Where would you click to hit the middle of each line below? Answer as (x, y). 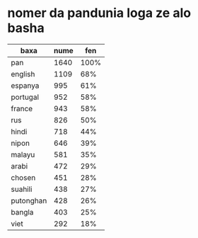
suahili (22, 189)
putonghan (29, 200)
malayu (23, 154)
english (23, 74)
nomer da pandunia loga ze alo (99, 13)
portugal (25, 97)
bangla (22, 212)
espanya (25, 85)
